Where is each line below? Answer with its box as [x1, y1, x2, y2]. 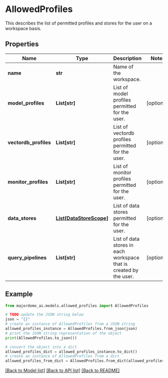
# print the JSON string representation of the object [5, 330, 122, 336]
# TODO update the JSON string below [5, 312, 84, 317]
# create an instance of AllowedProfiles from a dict [5, 354, 120, 359]
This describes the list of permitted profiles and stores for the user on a [5, 20, 152, 26]
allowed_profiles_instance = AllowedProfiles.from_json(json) [5, 326, 137, 331]
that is [113, 260, 128, 267]
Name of [113, 63, 133, 70]
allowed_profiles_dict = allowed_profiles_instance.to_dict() [5, 349, 137, 354]
